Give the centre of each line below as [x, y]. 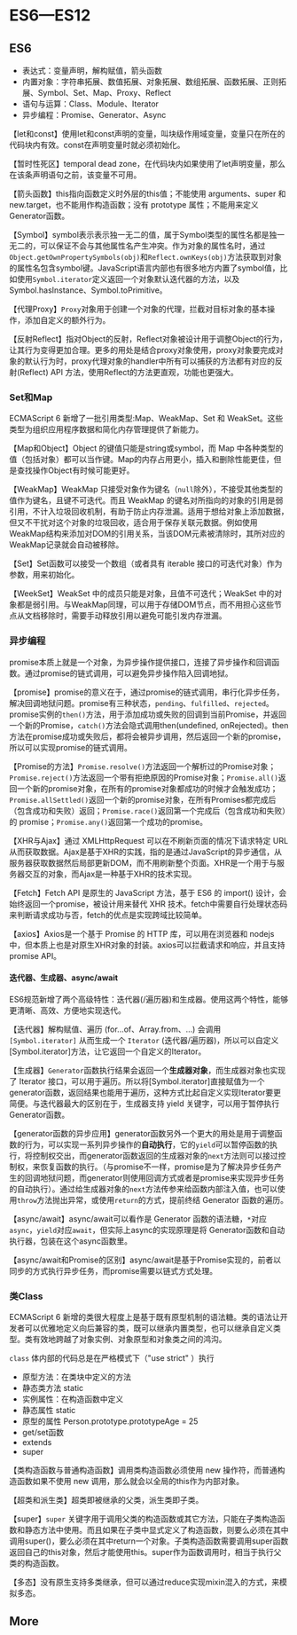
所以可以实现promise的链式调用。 [71, 747]
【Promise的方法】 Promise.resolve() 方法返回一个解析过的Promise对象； [143, 766]
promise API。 [35, 955]
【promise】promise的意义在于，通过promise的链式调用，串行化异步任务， [147, 692]
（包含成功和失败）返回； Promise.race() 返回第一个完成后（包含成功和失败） [148, 810]
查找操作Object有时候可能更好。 [75, 470]
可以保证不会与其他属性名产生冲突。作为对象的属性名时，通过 [152, 246]
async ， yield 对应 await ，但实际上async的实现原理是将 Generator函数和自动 [147, 1230]
